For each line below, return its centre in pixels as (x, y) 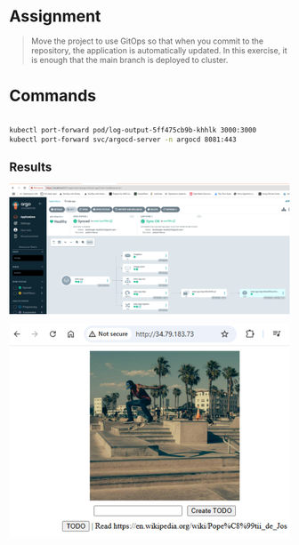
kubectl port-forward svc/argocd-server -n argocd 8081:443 (123, 140)
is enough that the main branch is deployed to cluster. (129, 60)
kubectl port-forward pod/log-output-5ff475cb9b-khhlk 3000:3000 (133, 130)
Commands (53, 96)
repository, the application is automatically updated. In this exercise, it (159, 50)
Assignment (55, 16)
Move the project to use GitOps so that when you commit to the (147, 41)
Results (31, 167)
